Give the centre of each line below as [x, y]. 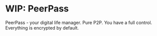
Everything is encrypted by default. [42, 27]
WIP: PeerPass [37, 9]
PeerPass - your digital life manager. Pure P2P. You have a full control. [79, 22]
